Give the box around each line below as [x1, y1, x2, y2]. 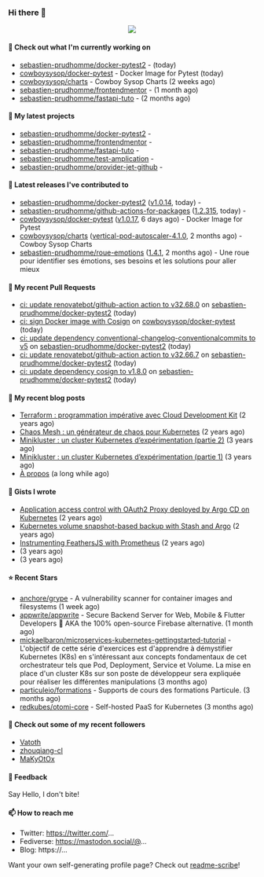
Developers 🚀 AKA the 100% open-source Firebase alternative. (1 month [19, 618, 254, 628]
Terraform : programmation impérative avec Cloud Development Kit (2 [19, 410, 246, 420]
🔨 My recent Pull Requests [8, 282, 96, 292]
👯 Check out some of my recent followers [8, 720, 145, 729]
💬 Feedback [8, 772, 48, 781]
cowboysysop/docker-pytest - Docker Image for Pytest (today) [19, 68, 224, 78]
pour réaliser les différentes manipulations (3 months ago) [19, 677, 208, 686]
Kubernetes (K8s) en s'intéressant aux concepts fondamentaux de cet [19, 651, 247, 661]
